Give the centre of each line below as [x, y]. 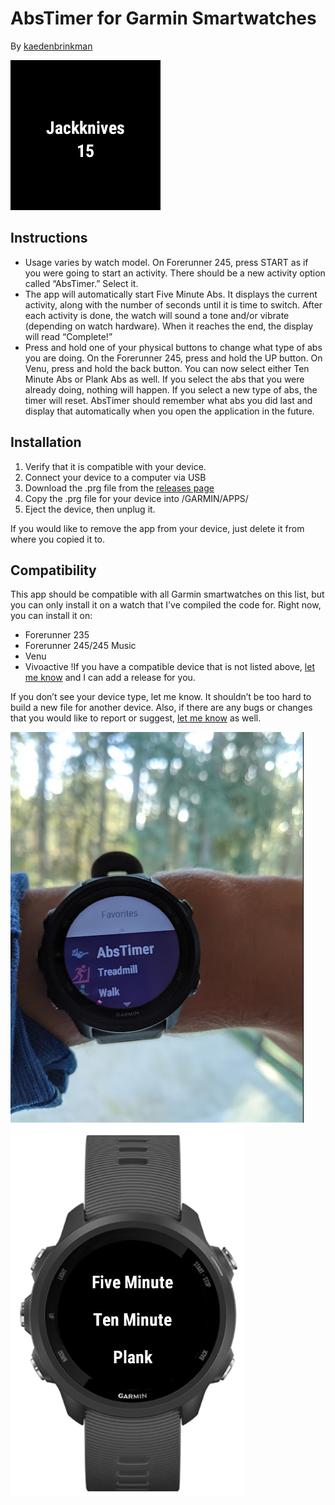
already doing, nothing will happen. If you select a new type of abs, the [171, 389]
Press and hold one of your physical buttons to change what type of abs [173, 347]
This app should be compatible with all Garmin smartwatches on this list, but [167, 594]
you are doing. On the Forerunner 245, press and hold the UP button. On [173, 358]
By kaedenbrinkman [51, 46]
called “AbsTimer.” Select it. [81, 283]
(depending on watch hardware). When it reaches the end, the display [169, 326]
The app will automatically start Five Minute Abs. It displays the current [171, 294]
